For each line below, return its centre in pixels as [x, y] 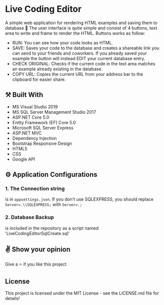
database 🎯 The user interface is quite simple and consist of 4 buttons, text [81, 28]
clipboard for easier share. [39, 79]
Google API [24, 159]
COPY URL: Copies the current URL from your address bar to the [78, 74]
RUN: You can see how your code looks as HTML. [63, 42]
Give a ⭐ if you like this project [36, 264]
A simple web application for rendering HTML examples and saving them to [81, 23]
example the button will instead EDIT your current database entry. [79, 58]
